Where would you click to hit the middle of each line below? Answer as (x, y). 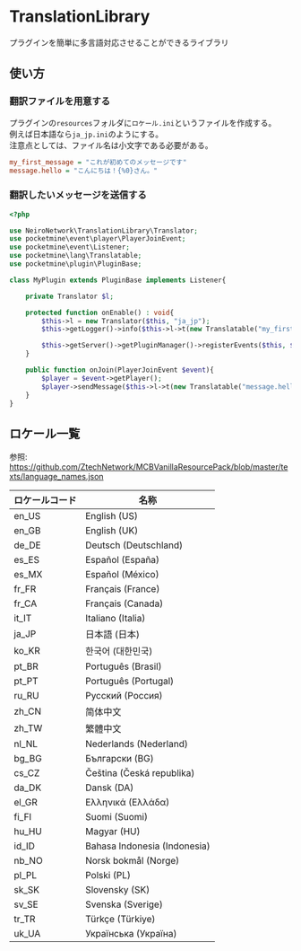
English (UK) (112, 531)
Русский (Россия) (124, 696)
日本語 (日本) (112, 635)
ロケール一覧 (45, 433)
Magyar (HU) (112, 832)
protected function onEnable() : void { (100, 313)
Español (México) (122, 575)
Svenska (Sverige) (124, 904)
